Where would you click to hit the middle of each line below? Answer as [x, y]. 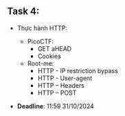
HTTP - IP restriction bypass [78, 70]
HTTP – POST [57, 93]
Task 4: [23, 11]
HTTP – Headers [61, 85]
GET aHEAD [55, 48]
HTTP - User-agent [65, 78]
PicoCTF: [40, 41]
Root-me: [41, 63]
